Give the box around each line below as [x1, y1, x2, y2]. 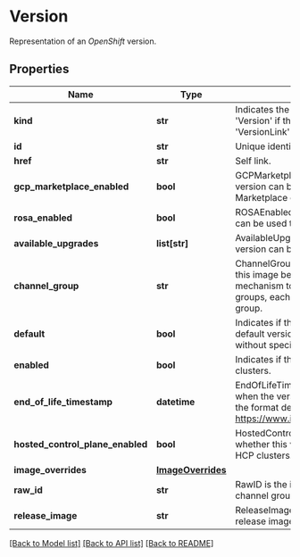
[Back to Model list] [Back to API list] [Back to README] [9, 537, 214, 548]
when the [235, 390, 275, 403]
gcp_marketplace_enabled [13, 180, 129, 193]
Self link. [235, 154, 271, 167]
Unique [235, 140, 266, 153]
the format [235, 401, 279, 413]
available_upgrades [13, 237, 99, 249]
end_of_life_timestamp [13, 395, 113, 408]
